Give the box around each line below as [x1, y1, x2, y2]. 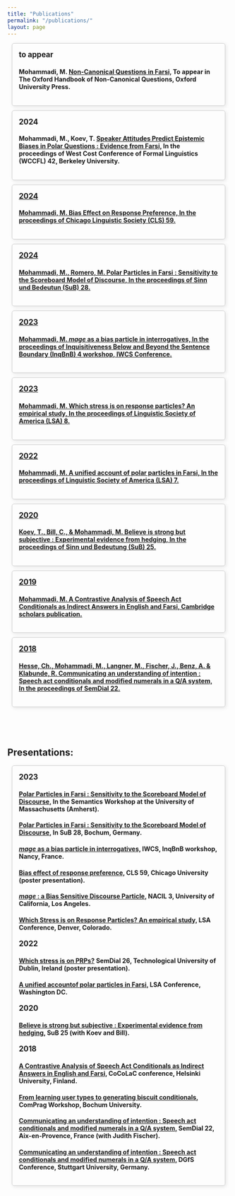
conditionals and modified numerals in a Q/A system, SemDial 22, [18, 1124, 215, 1132]
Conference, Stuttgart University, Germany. [18, 1163, 150, 1171]
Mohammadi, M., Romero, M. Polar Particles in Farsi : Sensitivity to [18, 268, 218, 277]
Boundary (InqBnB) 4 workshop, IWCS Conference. [18, 349, 173, 358]
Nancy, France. [18, 852, 65, 860]
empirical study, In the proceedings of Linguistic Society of [18, 409, 196, 417]
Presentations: [7, 746, 74, 758]
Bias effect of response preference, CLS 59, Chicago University [18, 868, 209, 877]
